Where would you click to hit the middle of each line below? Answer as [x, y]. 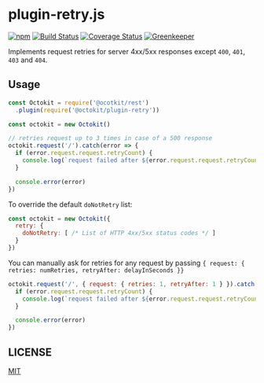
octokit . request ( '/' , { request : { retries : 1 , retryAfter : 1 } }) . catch [132, 284]
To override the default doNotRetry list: [70, 204]
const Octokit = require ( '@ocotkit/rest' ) [79, 103]
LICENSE [30, 352]
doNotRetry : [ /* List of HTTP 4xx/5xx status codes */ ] [119, 234]
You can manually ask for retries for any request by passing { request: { [126, 263]
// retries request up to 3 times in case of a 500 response [110, 138]
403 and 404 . [28, 60]
